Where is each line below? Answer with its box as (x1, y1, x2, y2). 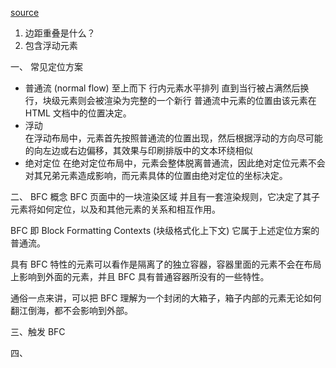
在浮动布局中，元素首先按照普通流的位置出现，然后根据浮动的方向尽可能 (24, 132, 323, 144)
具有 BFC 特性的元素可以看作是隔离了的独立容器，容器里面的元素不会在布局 (10, 258, 322, 270)
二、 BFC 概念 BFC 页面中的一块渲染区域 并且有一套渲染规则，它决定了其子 (10, 191, 320, 202)
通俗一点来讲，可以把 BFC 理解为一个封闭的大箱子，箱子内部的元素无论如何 (10, 292, 322, 304)
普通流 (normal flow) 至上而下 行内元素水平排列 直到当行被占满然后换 (24, 82, 310, 94)
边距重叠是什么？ (24, 27, 96, 39)
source (10, 7, 40, 18)
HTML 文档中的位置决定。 (24, 107, 132, 119)
